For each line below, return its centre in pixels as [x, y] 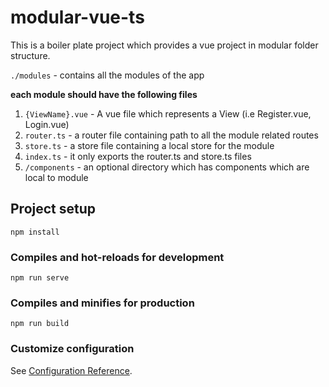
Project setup [53, 209]
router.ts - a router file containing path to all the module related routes [171, 135]
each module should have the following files [104, 94]
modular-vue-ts [77, 17]
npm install [35, 232]
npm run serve [40, 278]
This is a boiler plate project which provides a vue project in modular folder [164, 45]
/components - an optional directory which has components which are [167, 167]
